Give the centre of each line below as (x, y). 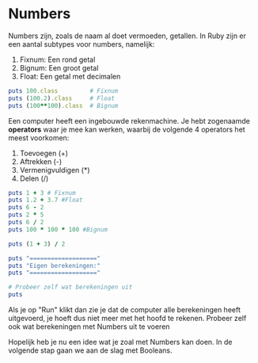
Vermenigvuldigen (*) (55, 170)
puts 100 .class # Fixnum (63, 91)
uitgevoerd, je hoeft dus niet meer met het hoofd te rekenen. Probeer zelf (127, 319)
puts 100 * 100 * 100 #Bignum (58, 229)
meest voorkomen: (39, 138)
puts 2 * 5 (26, 215)
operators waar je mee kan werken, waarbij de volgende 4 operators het (127, 129)
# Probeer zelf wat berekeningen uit (70, 287)
